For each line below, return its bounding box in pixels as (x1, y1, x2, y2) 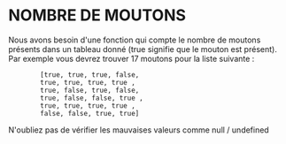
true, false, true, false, (40, 86, 140, 95)
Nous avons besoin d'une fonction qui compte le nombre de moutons (8, 34, 261, 45)
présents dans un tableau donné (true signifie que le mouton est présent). (8, 43, 278, 54)
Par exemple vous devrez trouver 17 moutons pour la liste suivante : (8, 53, 255, 64)
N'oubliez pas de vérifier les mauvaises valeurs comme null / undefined (8, 125, 269, 135)
